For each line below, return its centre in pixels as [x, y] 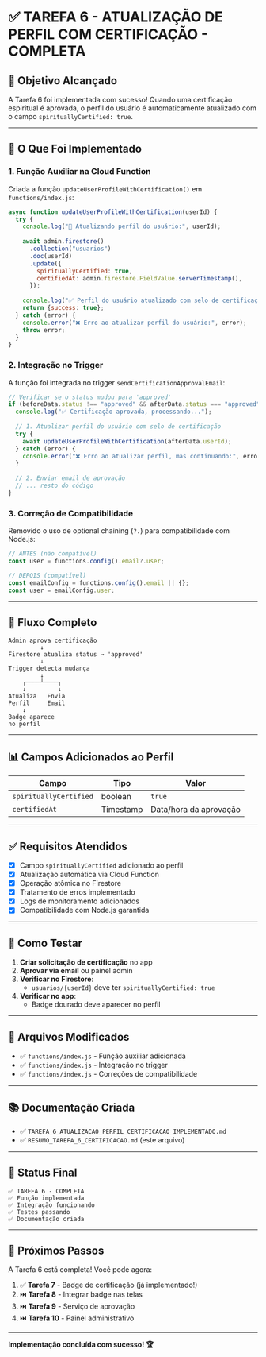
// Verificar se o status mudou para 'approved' [90, 397]
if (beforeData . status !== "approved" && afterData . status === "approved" [134, 404]
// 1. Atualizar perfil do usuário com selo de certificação [118, 427]
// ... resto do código [54, 486]
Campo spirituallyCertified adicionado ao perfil [101, 865]
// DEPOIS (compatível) [47, 575]
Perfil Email [37, 703]
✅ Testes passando [39, 1212]
